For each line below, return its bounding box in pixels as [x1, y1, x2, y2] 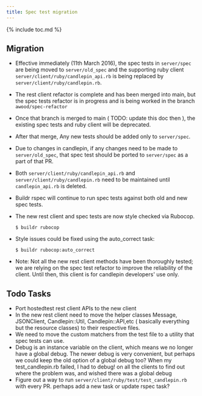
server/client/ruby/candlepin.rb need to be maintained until [15, 176, 170, 183]
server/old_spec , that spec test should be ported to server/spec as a [15, 151, 188, 159]
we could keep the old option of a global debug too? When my [15, 357, 172, 364]
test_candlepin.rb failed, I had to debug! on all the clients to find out [15, 363, 185, 370]
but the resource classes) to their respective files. [15, 324, 140, 332]
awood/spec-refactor [15, 104, 68, 110]
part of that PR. [15, 158, 54, 165]
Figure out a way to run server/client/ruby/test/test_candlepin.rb [15, 376, 187, 384]
